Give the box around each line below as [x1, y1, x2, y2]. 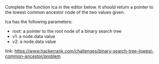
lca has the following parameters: [5, 19, 73, 24]
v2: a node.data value [12, 39, 56, 44]
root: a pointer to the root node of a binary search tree [12, 28, 122, 34]
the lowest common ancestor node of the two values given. [5, 9, 125, 15]
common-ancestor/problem [5, 53, 61, 59]
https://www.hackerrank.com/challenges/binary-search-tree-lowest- [14, 48, 154, 54]
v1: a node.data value [12, 34, 55, 39]
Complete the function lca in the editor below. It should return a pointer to [5, 4, 154, 10]
